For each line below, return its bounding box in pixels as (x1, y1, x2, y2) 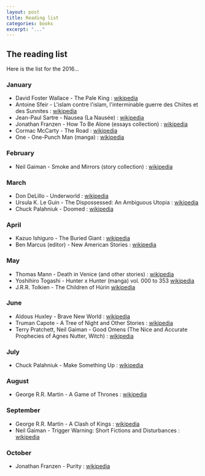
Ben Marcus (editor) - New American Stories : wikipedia (15, 241, 157, 249)
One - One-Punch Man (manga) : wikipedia (15, 133, 125, 141)
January (6, 80, 32, 89)
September (6, 406, 41, 415)
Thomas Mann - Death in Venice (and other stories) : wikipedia (15, 270, 174, 278)
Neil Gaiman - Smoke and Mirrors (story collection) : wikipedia (15, 163, 173, 170)
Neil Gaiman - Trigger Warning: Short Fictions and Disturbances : (15, 426, 180, 434)
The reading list (6, 49, 68, 59)
